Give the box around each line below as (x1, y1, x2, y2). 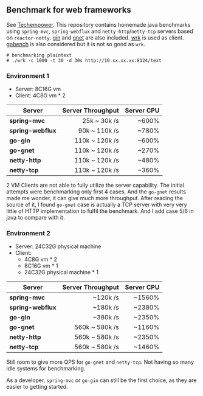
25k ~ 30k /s (81, 117, 120, 125)
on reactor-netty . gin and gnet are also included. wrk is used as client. (6, 33, 184, 41)
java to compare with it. (6, 214, 65, 221)
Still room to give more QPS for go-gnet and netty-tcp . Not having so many (6, 358, 194, 366)
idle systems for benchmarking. (6, 365, 86, 372)
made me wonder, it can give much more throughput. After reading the (6, 195, 184, 202)
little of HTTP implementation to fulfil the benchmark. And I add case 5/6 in (6, 207, 194, 215)
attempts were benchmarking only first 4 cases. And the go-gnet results (6, 188, 187, 195)
